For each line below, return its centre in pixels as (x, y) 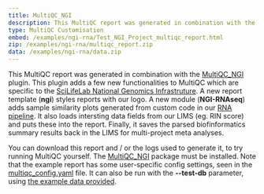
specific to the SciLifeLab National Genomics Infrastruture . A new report (125, 91)
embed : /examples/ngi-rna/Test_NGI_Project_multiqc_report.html (116, 37)
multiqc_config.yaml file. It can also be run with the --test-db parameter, (126, 173)
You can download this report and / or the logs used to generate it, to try (126, 148)
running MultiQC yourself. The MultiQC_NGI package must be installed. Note (132, 156)
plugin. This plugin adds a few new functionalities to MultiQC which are (123, 82)
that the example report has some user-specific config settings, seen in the (130, 165)
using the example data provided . (62, 181)
